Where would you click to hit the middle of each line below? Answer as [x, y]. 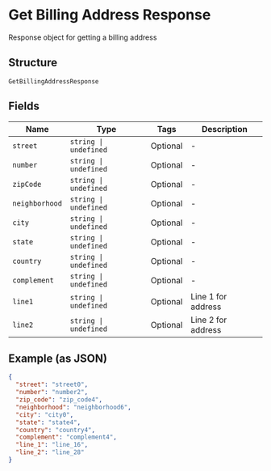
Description [224, 129]
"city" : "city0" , [45, 414]
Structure [33, 63]
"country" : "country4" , [55, 430]
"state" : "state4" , [48, 422]
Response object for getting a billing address [83, 37]
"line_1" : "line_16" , [52, 445]
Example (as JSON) [58, 358]
